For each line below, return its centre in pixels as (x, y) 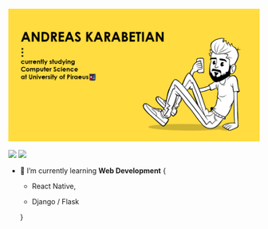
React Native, (54, 186)
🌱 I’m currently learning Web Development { (93, 171)
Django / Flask (55, 202)
